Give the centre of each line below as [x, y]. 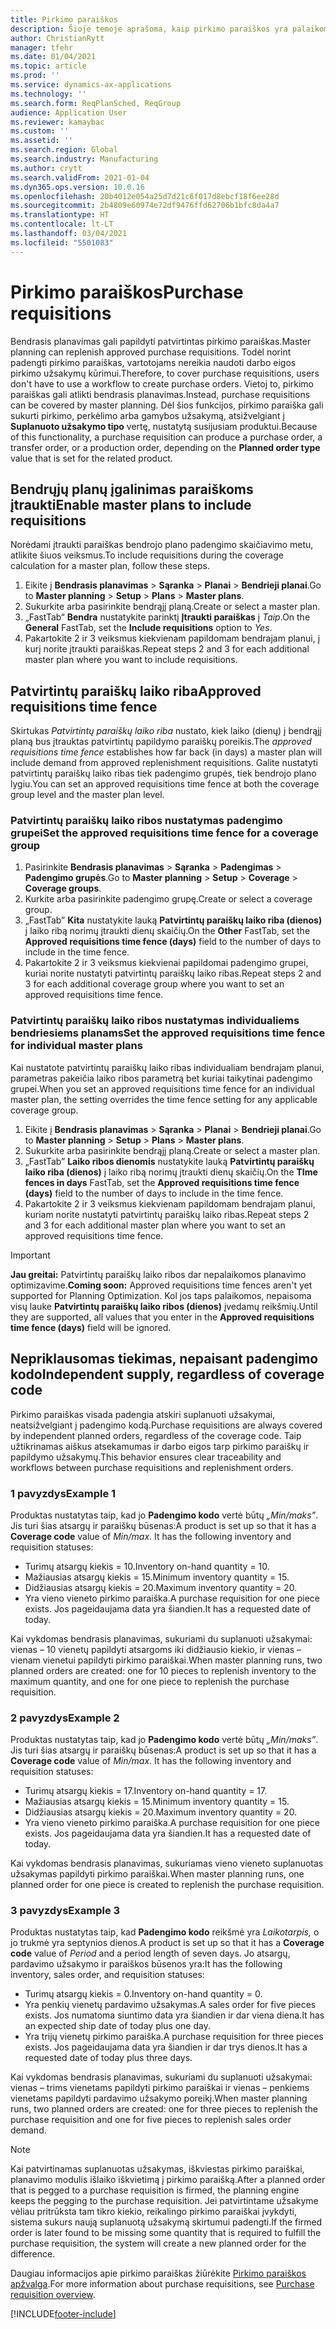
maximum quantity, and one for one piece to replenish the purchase [150, 1681]
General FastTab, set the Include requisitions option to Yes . [148, 628]
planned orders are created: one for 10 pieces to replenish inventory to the [163, 1670]
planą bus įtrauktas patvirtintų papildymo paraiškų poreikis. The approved [161, 742]
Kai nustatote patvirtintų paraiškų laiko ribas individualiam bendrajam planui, [167, 1067]
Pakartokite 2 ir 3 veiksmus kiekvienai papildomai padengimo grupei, [166, 963]
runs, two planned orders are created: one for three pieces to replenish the [164, 2109]
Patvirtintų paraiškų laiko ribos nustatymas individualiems [155, 1021]
